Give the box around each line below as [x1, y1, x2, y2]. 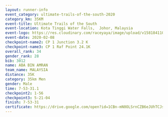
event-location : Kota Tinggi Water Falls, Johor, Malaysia [5, 26, 133, 31]
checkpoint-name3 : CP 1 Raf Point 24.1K [5, 44, 91, 49]
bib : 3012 [5, 58, 26, 63]
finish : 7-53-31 [5, 100, 39, 105]
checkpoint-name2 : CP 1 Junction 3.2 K [5, 40, 88, 45]
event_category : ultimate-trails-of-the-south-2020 [5, 12, 115, 17]
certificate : [5, 105, 32, 110]
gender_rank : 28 [5, 53, 39, 59]
